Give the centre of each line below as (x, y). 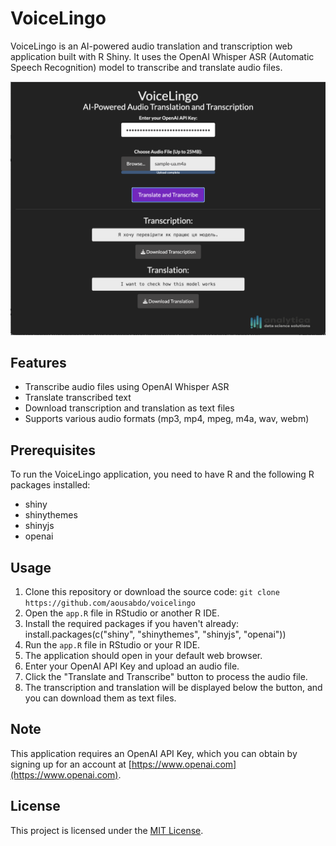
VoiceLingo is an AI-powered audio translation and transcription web (151, 46)
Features (38, 362)
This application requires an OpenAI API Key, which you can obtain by (154, 753)
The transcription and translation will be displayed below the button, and (173, 687)
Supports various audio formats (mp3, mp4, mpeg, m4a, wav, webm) (167, 419)
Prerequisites (53, 450)
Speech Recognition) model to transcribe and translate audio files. (146, 67)
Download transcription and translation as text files (129, 408)
